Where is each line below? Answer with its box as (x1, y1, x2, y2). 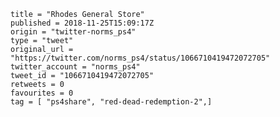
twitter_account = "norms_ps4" (10, 62, 141, 72)
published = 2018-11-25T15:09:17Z (10, 18, 155, 28)
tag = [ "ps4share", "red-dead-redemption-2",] (10, 97, 213, 107)
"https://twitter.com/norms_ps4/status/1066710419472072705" (10, 53, 271, 63)
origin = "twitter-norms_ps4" (10, 27, 137, 37)
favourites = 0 (10, 88, 74, 98)
